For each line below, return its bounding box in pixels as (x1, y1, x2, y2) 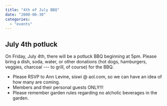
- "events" (10, 21, 33, 27)
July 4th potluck (5, 40, 58, 48)
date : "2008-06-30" (5, 12, 46, 17)
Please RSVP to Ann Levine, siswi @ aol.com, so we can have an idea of (12, 74, 162, 80)
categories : (5, 17, 30, 22)
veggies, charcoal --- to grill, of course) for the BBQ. (5, 64, 114, 70)
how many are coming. (12, 79, 60, 85)
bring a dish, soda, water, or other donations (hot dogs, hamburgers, (5, 59, 147, 65)
